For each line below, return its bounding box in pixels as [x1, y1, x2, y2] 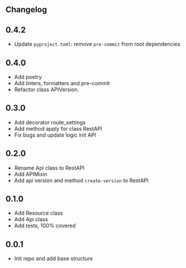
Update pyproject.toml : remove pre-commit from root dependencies [14, 41, 181, 48]
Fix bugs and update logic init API [14, 131, 96, 138]
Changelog [5, 5, 47, 15]
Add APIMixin [14, 170, 48, 177]
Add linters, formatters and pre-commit [14, 80, 110, 87]
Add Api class [14, 216, 49, 223]
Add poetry [14, 73, 42, 80]
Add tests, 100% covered [14, 222, 76, 230]
